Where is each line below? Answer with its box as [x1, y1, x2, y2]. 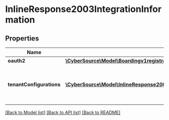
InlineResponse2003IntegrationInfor [5, 3, 162, 15]
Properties [5, 34, 39, 42]
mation [5, 14, 35, 25]
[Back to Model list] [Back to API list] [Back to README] [5, 109, 121, 115]
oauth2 [8, 57, 26, 64]
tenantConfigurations [8, 81, 61, 88]
